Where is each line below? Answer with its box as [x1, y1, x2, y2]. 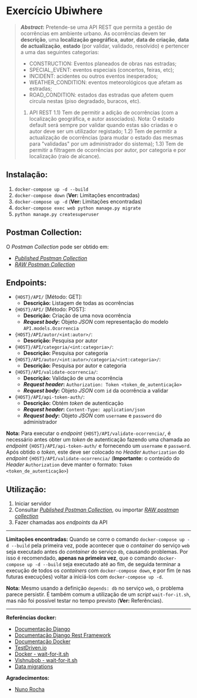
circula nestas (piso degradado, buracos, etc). [29, 97, 141, 104]
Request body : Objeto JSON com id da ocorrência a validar [23, 387, 169, 394]
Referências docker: [6, 614, 57, 621]
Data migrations [14, 663, 53, 670]
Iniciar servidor [14, 500, 52, 507]
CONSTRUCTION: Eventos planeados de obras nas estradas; [29, 60, 177, 67]
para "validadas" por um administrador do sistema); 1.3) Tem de [29, 140, 184, 147]
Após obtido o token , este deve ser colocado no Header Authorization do [6, 448, 185, 456]
